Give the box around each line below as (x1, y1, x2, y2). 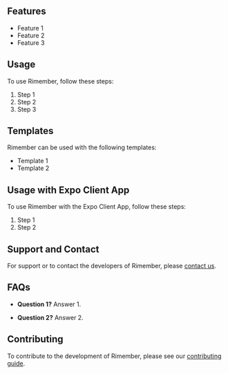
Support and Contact (7, 243, 99, 255)
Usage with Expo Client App (7, 184, 130, 196)
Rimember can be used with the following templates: (7, 143, 157, 151)
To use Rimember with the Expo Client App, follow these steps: (7, 203, 187, 211)
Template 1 (17, 157, 48, 165)
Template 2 (17, 164, 50, 172)
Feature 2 (17, 31, 45, 39)
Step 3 (17, 105, 37, 113)
